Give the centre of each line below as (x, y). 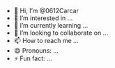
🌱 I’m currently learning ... (51, 25)
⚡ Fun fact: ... (33, 58)
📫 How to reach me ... (46, 41)
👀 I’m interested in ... (43, 18)
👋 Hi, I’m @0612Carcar (46, 11)
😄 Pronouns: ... (36, 51)
